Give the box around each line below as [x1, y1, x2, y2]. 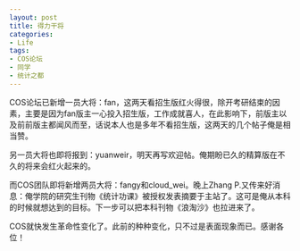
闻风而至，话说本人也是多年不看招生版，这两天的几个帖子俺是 [55, 119, 283, 130]
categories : [9, 29, 54, 38]
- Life [9, 38, 34, 47]
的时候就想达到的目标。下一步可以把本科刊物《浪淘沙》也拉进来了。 [9, 202, 260, 213]
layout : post [9, 13, 58, 22]
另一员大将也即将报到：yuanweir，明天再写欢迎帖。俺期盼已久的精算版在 [9, 149, 279, 160]
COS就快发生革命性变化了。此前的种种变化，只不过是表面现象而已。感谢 [9, 221, 277, 231]
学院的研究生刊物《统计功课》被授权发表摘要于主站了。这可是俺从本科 [32, 190, 291, 201]
